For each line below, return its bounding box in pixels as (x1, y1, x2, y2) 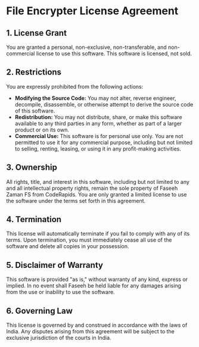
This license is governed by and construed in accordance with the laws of (6, 321, 188, 329)
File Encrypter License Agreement (6, 4, 179, 18)
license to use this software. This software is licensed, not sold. (36, 50, 192, 57)
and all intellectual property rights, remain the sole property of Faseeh (6, 185, 178, 192)
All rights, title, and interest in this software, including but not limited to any (6, 178, 189, 185)
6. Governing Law (6, 305, 73, 316)
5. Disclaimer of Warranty (6, 260, 103, 270)
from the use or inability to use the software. (6, 289, 115, 296)
